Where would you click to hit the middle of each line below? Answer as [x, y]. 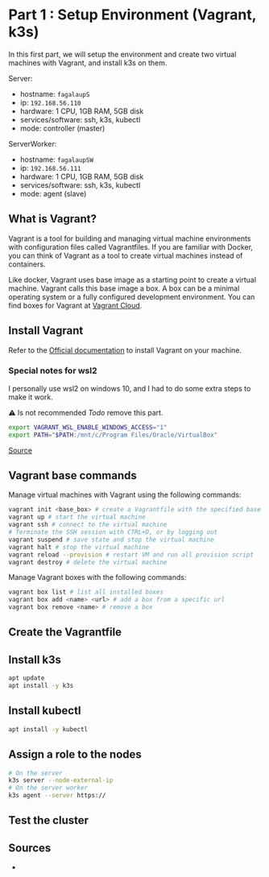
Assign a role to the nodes [75, 755]
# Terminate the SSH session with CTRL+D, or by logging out [113, 532]
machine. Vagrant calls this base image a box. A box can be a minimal [124, 288]
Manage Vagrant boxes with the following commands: [97, 577]
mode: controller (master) [62, 128]
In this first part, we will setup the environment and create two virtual [122, 54]
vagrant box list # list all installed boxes [86, 592]
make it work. [31, 397]
